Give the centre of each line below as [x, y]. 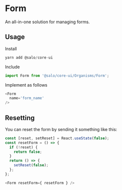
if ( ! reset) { [23, 147]
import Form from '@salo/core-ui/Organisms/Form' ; [57, 75]
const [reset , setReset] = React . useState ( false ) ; [57, 138]
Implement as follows [26, 85]
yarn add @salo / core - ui [29, 58]
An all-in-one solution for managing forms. [47, 22]
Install [11, 48]
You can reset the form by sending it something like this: [61, 129]
